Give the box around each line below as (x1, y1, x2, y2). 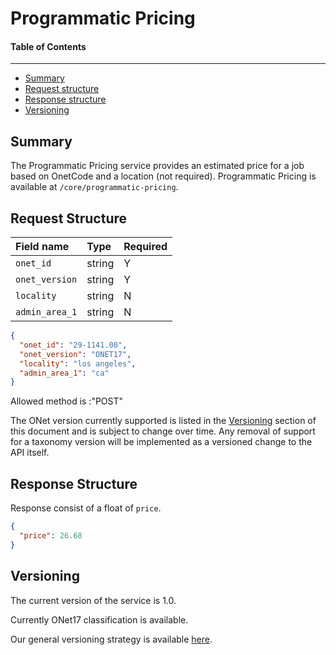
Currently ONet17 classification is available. (10, 613, 189, 626)
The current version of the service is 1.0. (10, 594, 177, 606)
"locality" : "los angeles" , (19, 358, 137, 369)
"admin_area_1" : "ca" (19, 368, 110, 378)
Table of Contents (10, 40, 87, 52)
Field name (15, 240, 70, 254)
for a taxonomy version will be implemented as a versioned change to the (10, 436, 313, 448)
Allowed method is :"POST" (10, 395, 124, 407)
